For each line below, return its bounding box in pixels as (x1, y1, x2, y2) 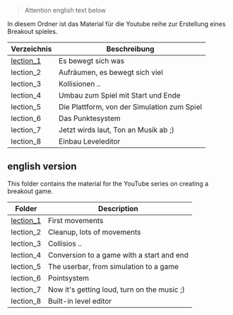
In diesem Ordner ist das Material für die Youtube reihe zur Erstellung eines (7, 20, 226, 28)
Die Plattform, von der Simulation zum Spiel (59, 102, 203, 112)
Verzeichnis (11, 44, 52, 54)
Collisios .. (48, 239, 83, 248)
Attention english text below (24, 6, 107, 14)
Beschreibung (106, 44, 155, 54)
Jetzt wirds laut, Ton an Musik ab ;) (59, 125, 174, 134)
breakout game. (7, 187, 54, 195)
